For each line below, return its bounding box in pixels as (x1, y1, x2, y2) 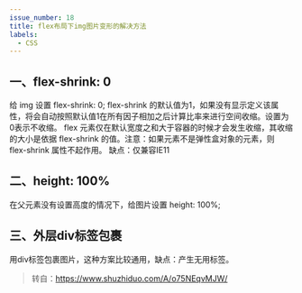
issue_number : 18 (9, 13, 75, 23)
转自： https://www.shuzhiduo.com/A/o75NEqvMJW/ (31, 272, 228, 284)
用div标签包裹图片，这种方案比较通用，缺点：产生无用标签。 (9, 253, 234, 264)
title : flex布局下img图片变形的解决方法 (9, 22, 147, 31)
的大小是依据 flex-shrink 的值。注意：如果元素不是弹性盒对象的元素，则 (9, 133, 275, 144)
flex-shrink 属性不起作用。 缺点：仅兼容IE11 (9, 145, 170, 156)
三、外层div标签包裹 (9, 228, 123, 243)
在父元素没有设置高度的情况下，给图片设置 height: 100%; (9, 199, 221, 210)
